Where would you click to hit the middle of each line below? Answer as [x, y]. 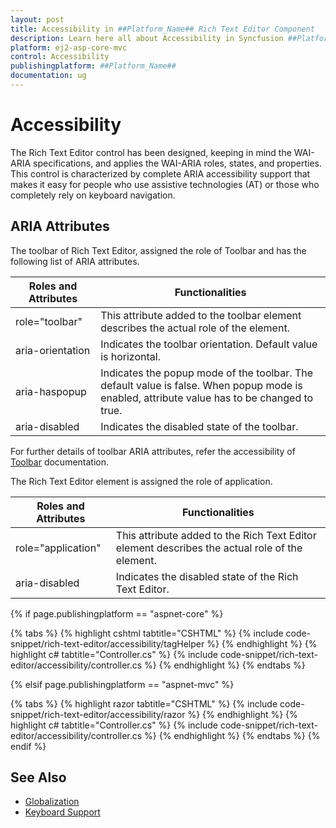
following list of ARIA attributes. [75, 261]
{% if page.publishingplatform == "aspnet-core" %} [117, 613]
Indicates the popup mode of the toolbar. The [207, 373]
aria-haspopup [51, 391]
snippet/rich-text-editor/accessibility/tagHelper [107, 643]
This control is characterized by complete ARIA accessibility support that [160, 173]
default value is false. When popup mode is [201, 385]
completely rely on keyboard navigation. [93, 195]
